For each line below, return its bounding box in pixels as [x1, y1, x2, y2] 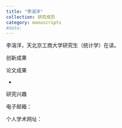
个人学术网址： [6, 116, 42, 123]
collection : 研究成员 [6, 14, 56, 20]
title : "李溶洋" [6, 8, 43, 15]
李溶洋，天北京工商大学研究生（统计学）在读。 [6, 42, 119, 49]
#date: [6, 25, 22, 31]
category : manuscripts [6, 19, 62, 25]
